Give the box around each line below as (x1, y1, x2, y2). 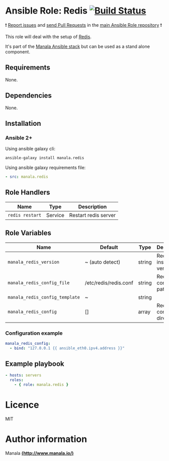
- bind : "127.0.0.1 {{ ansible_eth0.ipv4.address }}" (10, 345, 125, 351)
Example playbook (5, 360, 64, 368)
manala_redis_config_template (8, 294, 80, 300)
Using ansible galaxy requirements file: (5, 165, 86, 171)
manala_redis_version (8, 259, 59, 265)
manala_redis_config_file (8, 280, 70, 285)
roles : (10, 377, 24, 382)
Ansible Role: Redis (5, 5, 88, 17)
